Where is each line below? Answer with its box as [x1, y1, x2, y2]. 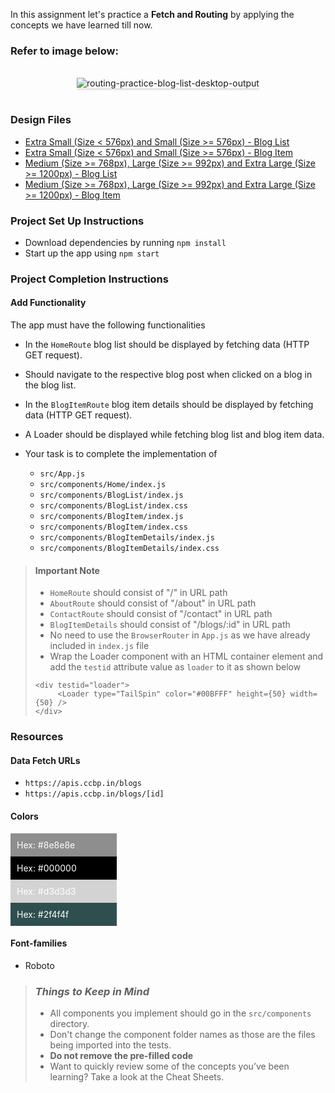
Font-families [10, 937, 68, 949]
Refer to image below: [10, 44, 119, 58]
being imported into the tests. [49, 1039, 172, 1051]
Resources [10, 730, 64, 744]
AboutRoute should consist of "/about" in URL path [49, 597, 257, 609]
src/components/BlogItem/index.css [39, 522, 188, 533]
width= [289, 689, 318, 699]
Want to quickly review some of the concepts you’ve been [49, 1060, 290, 1073]
